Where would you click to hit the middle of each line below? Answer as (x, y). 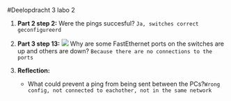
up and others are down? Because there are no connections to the (114, 51)
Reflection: (34, 71)
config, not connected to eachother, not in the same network (120, 91)
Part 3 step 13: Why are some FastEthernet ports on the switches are (121, 44)
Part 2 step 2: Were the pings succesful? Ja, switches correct (108, 23)
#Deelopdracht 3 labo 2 (41, 10)
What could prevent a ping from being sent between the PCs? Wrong (124, 84)
